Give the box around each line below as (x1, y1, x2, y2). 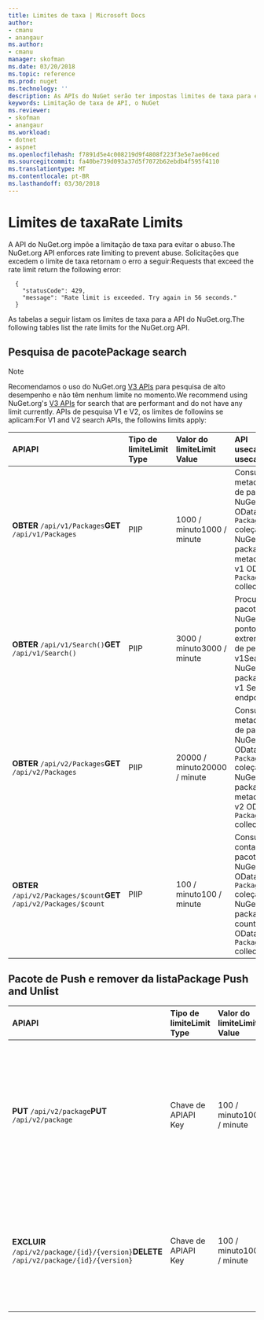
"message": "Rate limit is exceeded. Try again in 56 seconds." (22, 293, 237, 301)
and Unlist (8, 984, 59, 997)
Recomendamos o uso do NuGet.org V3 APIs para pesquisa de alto (8, 382, 225, 391)
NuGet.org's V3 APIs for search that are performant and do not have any (8, 398, 243, 407)
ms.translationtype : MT (8, 165, 86, 173)
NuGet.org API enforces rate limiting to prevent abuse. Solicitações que (8, 248, 240, 257)
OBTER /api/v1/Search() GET (12, 639, 121, 650)
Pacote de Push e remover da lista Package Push (8, 972, 249, 986)
